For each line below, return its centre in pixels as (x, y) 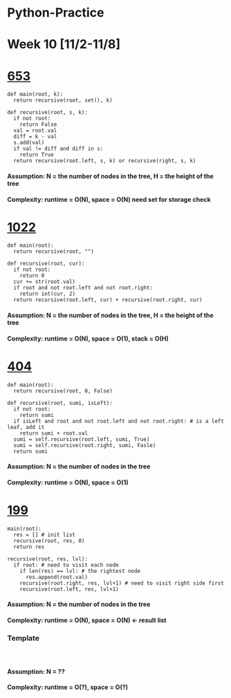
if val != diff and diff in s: (58, 149)
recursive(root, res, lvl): (48, 559)
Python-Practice (56, 13)
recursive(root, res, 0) (49, 540)
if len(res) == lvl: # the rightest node (80, 571)
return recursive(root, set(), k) (63, 101)
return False (38, 125)
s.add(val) (29, 143)
